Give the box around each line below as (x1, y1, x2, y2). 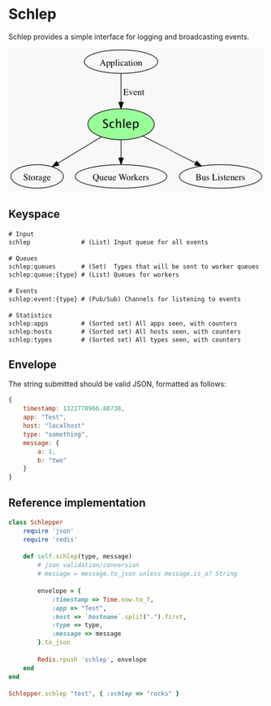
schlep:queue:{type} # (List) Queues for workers (8, 270, 180, 279)
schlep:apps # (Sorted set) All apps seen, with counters (8, 319, 238, 328)
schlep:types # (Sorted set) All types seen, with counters (8, 335, 242, 344)
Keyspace (8, 207, 61, 221)
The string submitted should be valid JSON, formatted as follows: (8, 379, 227, 389)
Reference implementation (8, 495, 146, 509)
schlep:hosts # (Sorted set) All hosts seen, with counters (8, 327, 242, 336)
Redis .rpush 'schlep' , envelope (37, 656, 148, 664)
